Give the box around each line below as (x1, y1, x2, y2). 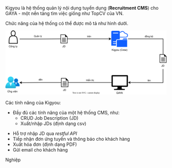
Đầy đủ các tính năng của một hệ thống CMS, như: (12, 109, 120, 116)
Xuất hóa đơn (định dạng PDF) (12, 141, 77, 147)
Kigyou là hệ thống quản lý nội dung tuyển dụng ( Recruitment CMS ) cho (5, 5, 159, 11)
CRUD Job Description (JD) (20, 115, 79, 121)
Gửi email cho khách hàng (12, 146, 68, 153)
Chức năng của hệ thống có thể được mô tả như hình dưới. (5, 21, 128, 26)
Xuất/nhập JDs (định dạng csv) (20, 120, 87, 126)
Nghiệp (5, 157, 21, 163)
